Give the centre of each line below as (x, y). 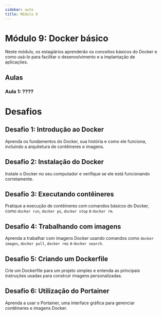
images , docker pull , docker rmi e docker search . (54, 243)
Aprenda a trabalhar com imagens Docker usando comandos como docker (80, 238)
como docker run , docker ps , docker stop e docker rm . (59, 211)
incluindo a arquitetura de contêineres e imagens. (55, 147)
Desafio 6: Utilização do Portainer (57, 291)
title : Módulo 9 (21, 14)
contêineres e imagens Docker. (36, 308)
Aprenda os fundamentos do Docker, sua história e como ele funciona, (76, 141)
